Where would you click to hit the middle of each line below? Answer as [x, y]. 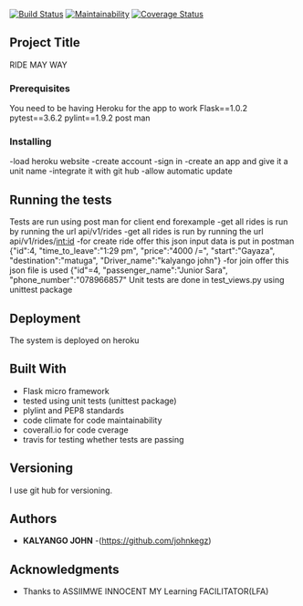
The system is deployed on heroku [74, 340]
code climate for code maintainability [92, 420]
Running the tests [61, 199]
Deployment [45, 318]
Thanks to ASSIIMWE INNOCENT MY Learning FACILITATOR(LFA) [146, 591]
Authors [33, 519]
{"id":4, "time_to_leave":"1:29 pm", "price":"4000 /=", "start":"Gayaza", [142, 251]
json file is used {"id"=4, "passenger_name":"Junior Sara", [119, 270]
